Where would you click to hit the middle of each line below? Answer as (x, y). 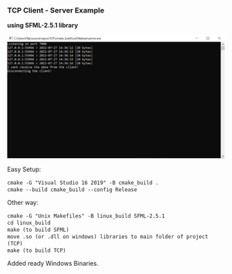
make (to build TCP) (37, 251)
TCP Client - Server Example (56, 10)
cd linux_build (29, 223)
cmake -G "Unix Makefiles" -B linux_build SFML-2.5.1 (86, 216)
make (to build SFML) (38, 230)
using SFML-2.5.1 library (42, 26)
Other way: (23, 203)
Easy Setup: (24, 169)
